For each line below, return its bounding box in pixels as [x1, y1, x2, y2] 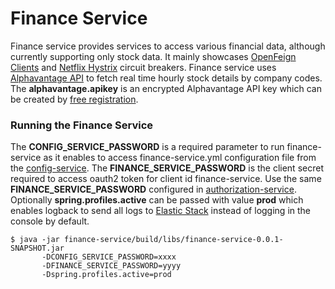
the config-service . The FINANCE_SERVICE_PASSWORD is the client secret [10, 162, 324, 174]
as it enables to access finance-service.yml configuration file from [43, 152, 317, 164]
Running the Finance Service [10, 118, 154, 132]
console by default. [10, 215, 90, 227]
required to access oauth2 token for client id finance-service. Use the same [10, 173, 322, 185]
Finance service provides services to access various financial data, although [10, 40, 326, 52]
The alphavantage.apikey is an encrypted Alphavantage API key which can [10, 82, 322, 94]
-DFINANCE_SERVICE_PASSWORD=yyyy [41, 261, 182, 271]
